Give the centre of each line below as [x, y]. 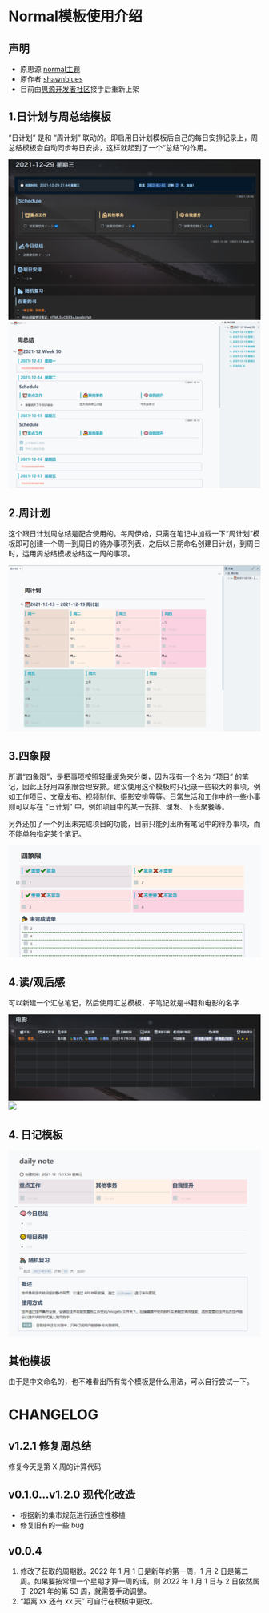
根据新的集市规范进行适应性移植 [72, 1515]
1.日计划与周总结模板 [60, 117]
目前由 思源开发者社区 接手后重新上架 [80, 89]
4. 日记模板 [36, 1135]
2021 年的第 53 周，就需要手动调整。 [90, 1591]
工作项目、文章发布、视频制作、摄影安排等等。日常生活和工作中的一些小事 [138, 796]
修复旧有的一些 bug [52, 1525]
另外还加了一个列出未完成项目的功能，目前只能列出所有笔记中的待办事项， [131, 824]
